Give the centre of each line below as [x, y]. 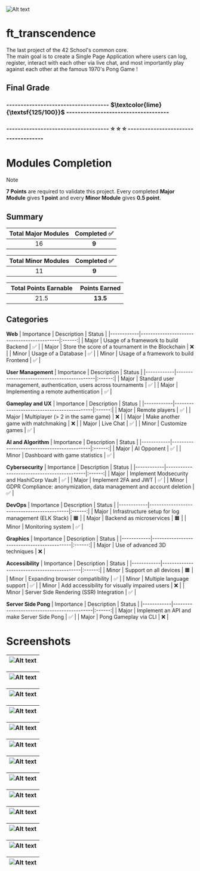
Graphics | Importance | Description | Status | [62, 538]
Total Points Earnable [42, 288]
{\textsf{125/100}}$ [36, 113]
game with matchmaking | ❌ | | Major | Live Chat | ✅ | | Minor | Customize [96, 423]
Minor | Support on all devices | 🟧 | [150, 570]
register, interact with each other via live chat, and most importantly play [95, 62]
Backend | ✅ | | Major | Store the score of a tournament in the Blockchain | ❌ [100, 347]
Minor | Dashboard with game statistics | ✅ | [61, 455]
